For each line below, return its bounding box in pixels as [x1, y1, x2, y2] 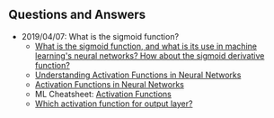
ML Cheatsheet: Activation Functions [34, 88, 172, 99]
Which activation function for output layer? [34, 98, 193, 109]
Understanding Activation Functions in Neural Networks [34, 69, 242, 80]
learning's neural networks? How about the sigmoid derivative [34, 50, 265, 61]
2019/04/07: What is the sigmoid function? [21, 31, 180, 41]
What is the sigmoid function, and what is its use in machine [34, 41, 258, 51]
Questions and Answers [8, 7, 146, 23]
